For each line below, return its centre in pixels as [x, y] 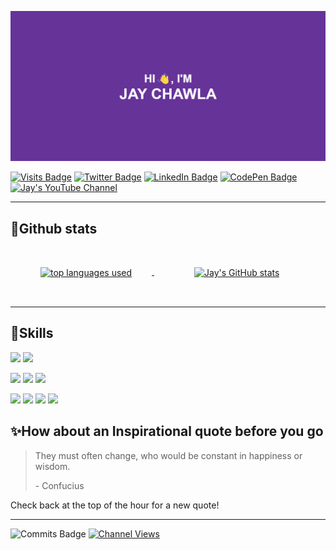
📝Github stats [54, 228]
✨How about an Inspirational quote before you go [167, 431]
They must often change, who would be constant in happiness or [168, 455]
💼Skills [32, 333]
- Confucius [59, 485]
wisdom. [52, 466]
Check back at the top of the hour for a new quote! [115, 505]
